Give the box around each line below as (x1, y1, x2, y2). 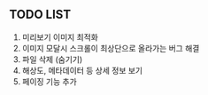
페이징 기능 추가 (21, 75, 77, 87)
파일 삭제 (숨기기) (21, 53, 83, 65)
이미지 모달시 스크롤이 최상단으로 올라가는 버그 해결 (21, 43, 200, 53)
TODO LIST (9, 7, 72, 22)
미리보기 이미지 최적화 (21, 31, 99, 43)
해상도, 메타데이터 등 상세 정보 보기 (21, 65, 143, 75)
